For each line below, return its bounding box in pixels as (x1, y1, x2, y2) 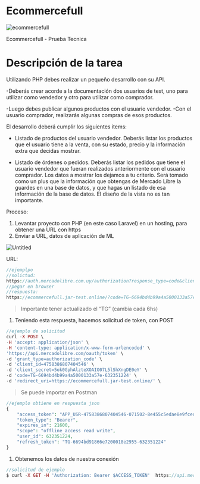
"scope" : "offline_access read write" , (17, 428, 116, 434)
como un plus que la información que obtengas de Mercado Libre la (14, 177, 182, 185)
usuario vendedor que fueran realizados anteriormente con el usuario (14, 165, 186, 172)
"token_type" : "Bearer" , (17, 417, 79, 423)
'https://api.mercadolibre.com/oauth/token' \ (6, 350, 124, 356)
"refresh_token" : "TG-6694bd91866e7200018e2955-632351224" (17, 439, 167, 445)
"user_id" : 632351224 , (17, 433, 73, 439)
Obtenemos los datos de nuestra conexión (14, 455, 119, 462)
